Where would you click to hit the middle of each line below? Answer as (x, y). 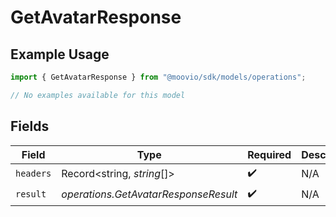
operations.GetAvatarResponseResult (149, 194)
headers (33, 174)
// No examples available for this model (98, 95)
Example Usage (60, 54)
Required (269, 154)
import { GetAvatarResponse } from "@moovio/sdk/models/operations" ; (158, 77)
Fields (30, 126)
